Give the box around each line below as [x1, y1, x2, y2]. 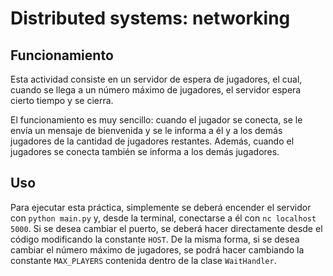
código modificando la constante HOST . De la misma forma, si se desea [10, 233, 300, 245]
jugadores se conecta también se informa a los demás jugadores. [10, 146, 280, 157]
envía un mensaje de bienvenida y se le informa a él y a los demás [10, 125, 283, 136]
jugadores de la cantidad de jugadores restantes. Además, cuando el [10, 135, 295, 147]
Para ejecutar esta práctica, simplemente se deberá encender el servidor [10, 201, 312, 213]
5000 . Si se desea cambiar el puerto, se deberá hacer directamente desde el [10, 222, 323, 234]
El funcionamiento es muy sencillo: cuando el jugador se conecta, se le [10, 114, 303, 126]
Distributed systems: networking [10, 7, 291, 30]
